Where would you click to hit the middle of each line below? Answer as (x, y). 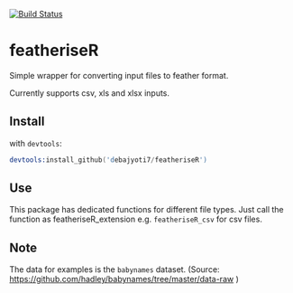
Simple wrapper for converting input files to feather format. (119, 75)
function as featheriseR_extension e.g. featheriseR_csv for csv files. (136, 219)
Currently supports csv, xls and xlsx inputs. (89, 93)
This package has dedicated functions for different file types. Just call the (146, 210)
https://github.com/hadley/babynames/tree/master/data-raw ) (124, 279)
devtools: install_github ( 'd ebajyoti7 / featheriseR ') (108, 160)
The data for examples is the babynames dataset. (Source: (114, 269)
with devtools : (36, 143)
